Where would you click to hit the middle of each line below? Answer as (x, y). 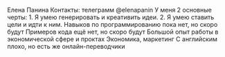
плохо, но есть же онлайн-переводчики (66, 46)
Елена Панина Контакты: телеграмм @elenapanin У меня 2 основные (110, 10)
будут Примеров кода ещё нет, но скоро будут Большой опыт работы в (113, 32)
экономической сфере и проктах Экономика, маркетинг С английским (112, 39)
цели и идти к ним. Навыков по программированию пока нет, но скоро (112, 24)
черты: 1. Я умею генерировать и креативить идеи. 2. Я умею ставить (111, 17)
